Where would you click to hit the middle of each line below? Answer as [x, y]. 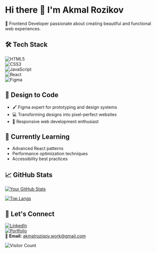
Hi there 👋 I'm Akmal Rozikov [64, 10]
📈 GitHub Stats [29, 175]
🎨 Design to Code [32, 95]
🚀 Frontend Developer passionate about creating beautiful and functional [78, 23]
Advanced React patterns [38, 148]
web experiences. [23, 28]
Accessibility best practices [40, 159]
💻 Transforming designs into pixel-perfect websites [64, 114]
